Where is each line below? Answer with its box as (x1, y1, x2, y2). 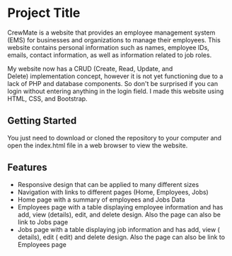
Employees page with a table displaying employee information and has (17, 202, 224, 211)
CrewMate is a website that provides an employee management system (7, 28, 216, 37)
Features (7, 161, 47, 173)
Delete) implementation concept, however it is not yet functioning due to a (7, 72, 224, 80)
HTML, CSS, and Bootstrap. (7, 94, 88, 103)
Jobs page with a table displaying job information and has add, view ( (17, 225, 221, 233)
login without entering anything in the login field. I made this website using (7, 87, 224, 95)
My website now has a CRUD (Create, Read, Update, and (7, 64, 173, 73)
